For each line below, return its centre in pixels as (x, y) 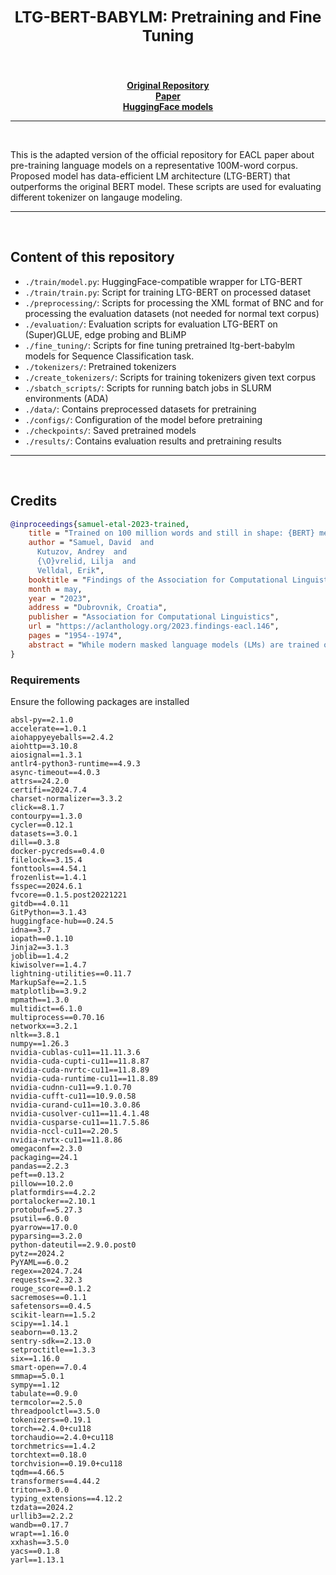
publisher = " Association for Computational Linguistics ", (154, 617)
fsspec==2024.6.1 (46, 886)
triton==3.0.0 (40, 1490)
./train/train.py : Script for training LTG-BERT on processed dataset (168, 292)
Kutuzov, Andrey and (82, 552)
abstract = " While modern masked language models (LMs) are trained (174, 645)
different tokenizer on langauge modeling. (96, 197)
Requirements (45, 680)
